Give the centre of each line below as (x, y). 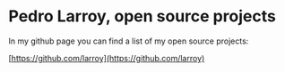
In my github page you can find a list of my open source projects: (129, 41)
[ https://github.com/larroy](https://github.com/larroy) (107, 58)
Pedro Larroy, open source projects (142, 16)
